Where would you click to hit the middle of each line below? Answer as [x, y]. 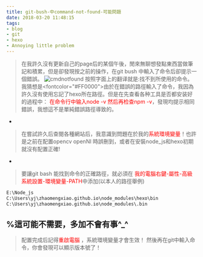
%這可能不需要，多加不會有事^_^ [67, 224]
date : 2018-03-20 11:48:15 [40, 18]
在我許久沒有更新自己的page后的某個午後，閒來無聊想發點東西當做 [105, 64]
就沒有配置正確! [41, 149]
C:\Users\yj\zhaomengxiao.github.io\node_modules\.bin [77, 204]
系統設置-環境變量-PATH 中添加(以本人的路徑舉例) [83, 181]
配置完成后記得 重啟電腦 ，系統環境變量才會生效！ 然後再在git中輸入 [105, 240]
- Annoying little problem [40, 46]
